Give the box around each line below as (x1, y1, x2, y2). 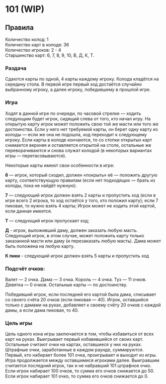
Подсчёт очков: (5, 265, 45, 272)
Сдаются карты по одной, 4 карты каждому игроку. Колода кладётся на (5, 76, 159, 82)
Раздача (5, 65, 27, 72)
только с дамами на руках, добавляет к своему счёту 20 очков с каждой (5, 302, 161, 308)
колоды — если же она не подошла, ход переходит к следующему (5, 131, 147, 137)
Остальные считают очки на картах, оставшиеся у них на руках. (5, 342, 143, 348)
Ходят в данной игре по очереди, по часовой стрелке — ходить (5, 110, 142, 116)
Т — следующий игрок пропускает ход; (5, 217, 89, 223)
